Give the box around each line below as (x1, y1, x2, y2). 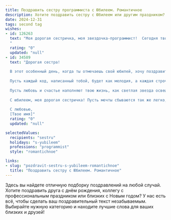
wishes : (5, 26, 22, 32)
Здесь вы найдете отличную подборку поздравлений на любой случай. (5, 182, 161, 188)
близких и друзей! (5, 209, 45, 215)
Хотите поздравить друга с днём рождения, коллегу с (5, 187, 124, 194)
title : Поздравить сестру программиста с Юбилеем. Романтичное (5, 7, 142, 13)
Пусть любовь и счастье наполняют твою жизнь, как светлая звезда (10, 88, 154, 93)
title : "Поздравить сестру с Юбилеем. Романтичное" (10, 168, 122, 173)
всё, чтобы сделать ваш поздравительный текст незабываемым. (5, 198, 147, 204)
